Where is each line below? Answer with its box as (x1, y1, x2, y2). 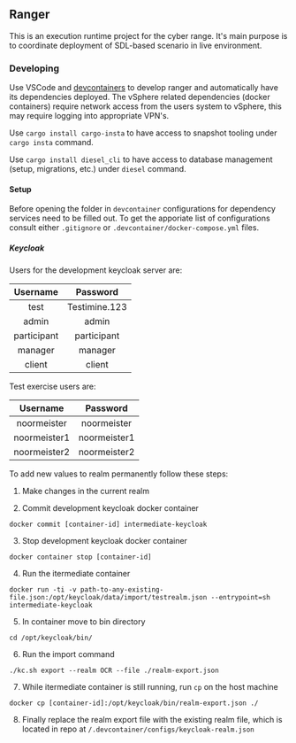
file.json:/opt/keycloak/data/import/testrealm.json (9, 593, 208, 602)
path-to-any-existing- (80, 585, 164, 594)
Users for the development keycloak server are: (9, 265, 183, 275)
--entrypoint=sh (210, 593, 271, 602)
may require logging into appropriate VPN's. (9, 111, 170, 121)
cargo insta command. (9, 137, 95, 148)
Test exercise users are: (9, 381, 96, 392)
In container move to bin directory (21, 616, 146, 627)
